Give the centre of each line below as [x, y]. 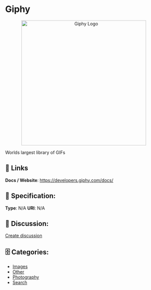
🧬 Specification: [30, 196]
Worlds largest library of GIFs [35, 152]
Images [20, 266]
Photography [26, 277]
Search [20, 282]
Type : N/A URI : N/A [25, 208]
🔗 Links [17, 168]
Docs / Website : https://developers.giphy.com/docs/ [59, 180]
